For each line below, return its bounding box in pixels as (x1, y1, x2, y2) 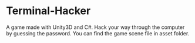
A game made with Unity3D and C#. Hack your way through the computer (6, 24, 185, 31)
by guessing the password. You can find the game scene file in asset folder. (6, 29, 190, 37)
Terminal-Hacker (6, 4, 91, 18)
